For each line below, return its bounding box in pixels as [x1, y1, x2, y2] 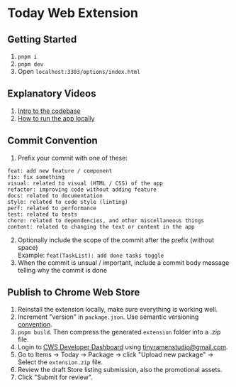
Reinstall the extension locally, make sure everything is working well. [17, 305, 218, 314]
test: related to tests [7, 211, 78, 218]
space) [17, 243, 38, 251]
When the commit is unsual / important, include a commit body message [17, 258, 230, 267]
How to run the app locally [17, 114, 95, 122]
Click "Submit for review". [17, 373, 94, 381]
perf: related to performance [7, 205, 97, 212]
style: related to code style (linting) [7, 198, 129, 205]
